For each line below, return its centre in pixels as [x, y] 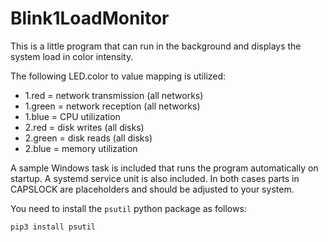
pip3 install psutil [53, 227]
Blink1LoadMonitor [90, 18]
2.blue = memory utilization [81, 148]
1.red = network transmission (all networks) [114, 95]
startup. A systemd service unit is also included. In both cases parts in [155, 178]
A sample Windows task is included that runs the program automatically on [164, 168]
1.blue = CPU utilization [72, 116]
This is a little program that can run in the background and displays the [156, 46]
